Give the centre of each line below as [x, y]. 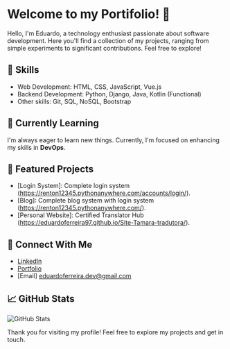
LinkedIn [29, 261]
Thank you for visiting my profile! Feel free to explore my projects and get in [115, 332]
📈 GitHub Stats [41, 299]
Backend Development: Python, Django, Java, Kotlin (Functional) [109, 94]
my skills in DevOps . [36, 147]
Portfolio [29, 269]
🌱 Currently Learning [53, 123]
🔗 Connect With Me [50, 245]
